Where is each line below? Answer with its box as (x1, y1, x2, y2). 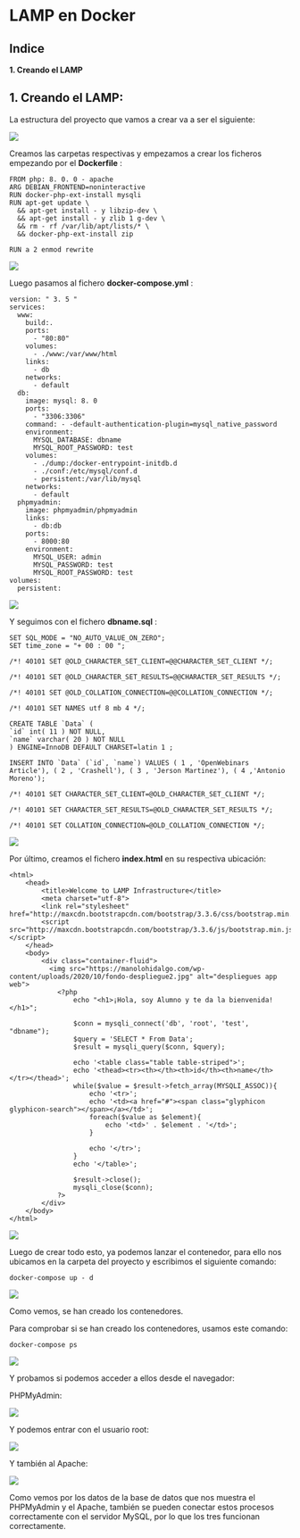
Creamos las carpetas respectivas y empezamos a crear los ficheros (9, 148, 262, 159)
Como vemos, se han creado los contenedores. (9, 1305, 184, 1317)
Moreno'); (9, 774, 46, 783)
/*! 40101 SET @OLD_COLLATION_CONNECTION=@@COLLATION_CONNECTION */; (9, 688, 274, 697)
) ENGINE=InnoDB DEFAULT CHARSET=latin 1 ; (9, 743, 174, 752)
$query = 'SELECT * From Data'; (72, 1035, 194, 1043)
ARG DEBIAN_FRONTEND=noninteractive (9, 182, 146, 192)
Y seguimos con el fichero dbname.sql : (9, 616, 158, 627)
